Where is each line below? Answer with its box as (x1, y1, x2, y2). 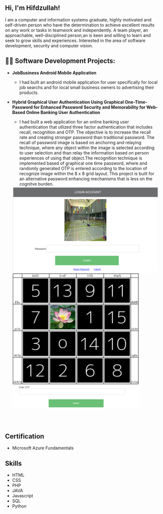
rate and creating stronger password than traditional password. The (19, 134, 155, 140)
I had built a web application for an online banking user (19, 119, 130, 125)
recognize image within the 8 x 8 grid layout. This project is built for (19, 171, 154, 176)
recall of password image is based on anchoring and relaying (19, 139, 142, 145)
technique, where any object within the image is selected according (19, 145, 155, 151)
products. (19, 90, 39, 95)
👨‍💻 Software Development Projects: (5, 57, 115, 65)
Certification (5, 432, 45, 440)
